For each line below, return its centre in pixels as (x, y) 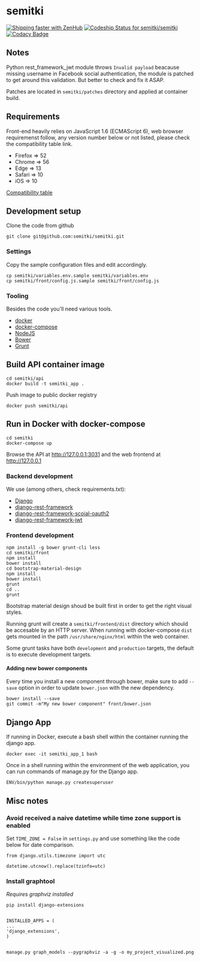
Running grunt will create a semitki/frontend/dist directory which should (97, 624)
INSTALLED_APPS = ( (31, 921)
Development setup (44, 211)
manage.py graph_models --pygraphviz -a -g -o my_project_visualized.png (100, 953)
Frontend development (40, 535)
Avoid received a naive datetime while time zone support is (94, 818)
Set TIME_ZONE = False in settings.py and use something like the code (93, 838)
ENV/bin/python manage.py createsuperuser (60, 783)
